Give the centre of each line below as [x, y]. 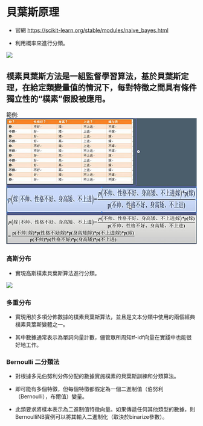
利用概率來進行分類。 [41, 43]
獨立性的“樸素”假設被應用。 [58, 99]
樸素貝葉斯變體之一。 [41, 325]
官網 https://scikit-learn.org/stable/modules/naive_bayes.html [92, 30]
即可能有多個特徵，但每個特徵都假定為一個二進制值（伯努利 [89, 389]
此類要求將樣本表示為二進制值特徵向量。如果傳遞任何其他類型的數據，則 [105, 409]
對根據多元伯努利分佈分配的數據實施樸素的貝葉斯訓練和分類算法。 [97, 376]
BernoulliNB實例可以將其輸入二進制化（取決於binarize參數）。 [91, 417]
